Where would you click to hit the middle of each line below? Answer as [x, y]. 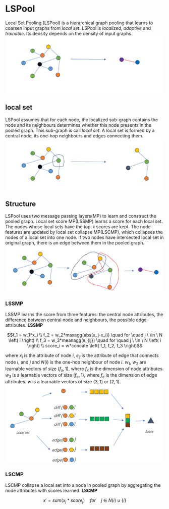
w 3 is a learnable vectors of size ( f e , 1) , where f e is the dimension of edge [81, 376]
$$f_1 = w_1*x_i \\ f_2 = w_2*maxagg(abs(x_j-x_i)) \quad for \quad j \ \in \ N [85, 335]
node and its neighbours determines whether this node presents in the [78, 125]
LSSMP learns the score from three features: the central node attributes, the [84, 314]
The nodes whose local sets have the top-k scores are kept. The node [78, 227]
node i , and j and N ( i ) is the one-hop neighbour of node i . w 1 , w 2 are [76, 363]
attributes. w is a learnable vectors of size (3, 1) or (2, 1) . [63, 382]
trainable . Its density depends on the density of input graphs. [69, 33]
